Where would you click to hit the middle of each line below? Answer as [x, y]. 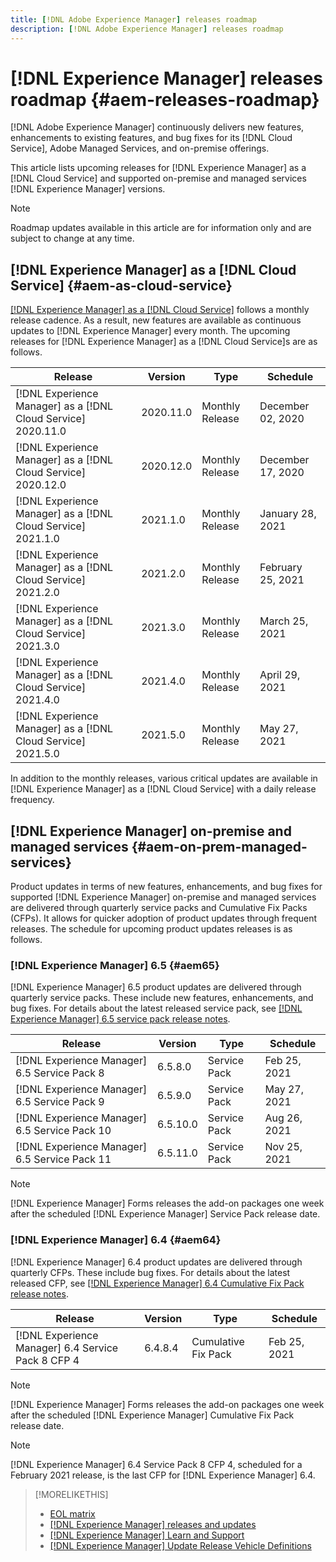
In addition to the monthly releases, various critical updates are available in [164, 778]
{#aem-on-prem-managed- [219, 846]
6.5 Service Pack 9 [60, 1102]
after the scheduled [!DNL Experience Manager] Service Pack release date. [165, 1214]
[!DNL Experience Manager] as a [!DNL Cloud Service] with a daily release [163, 789]
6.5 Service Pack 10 [63, 1131]
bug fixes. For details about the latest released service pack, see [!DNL [156, 1008]
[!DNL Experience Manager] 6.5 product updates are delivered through [156, 987]
